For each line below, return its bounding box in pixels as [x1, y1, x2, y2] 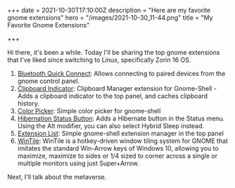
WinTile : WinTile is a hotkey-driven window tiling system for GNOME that [17, 137, 229, 145]
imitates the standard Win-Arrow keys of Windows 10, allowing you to [17, 144, 220, 152]
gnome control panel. [17, 77, 80, 85]
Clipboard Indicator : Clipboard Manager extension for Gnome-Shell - [17, 84, 217, 92]
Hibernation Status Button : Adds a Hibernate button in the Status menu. [17, 114, 225, 123]
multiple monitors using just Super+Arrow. [17, 159, 139, 168]
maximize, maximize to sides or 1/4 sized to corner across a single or [17, 151, 218, 160]
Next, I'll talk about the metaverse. [7, 173, 107, 181]
